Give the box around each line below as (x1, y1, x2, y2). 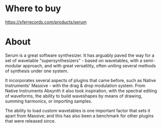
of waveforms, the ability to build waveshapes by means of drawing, (5, 93, 142, 99)
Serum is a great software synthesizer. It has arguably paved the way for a (5, 52, 155, 58)
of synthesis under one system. (5, 68, 68, 74)
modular (5, 63, 22, 68)
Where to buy (5, 3, 61, 14)
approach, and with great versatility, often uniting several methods (22, 63, 156, 68)
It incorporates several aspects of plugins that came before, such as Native (5, 77, 156, 83)
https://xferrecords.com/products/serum (5, 19, 87, 25)
